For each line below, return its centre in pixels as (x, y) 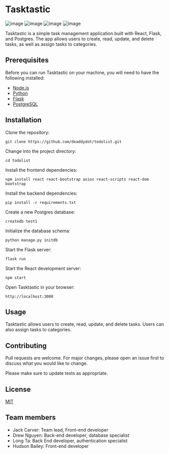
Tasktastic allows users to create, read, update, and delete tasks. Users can (85, 324)
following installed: (25, 78)
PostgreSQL (25, 104)
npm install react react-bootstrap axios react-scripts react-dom (77, 179)
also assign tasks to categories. (38, 330)
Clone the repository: (27, 132)
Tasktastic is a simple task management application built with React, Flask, (83, 33)
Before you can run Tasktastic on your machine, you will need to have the (82, 72)
